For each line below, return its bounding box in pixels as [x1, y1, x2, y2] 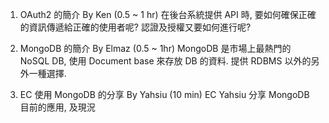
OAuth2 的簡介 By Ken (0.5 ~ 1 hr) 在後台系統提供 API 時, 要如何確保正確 [19, 9, 317, 20]
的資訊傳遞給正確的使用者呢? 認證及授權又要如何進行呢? [19, 21, 252, 33]
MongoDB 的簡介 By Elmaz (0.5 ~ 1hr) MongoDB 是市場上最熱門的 [19, 43, 292, 54]
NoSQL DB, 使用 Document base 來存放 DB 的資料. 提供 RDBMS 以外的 [19, 55, 312, 67]
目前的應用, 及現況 [19, 101, 96, 113]
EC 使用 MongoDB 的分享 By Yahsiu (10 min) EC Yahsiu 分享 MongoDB [19, 89, 310, 100]
